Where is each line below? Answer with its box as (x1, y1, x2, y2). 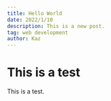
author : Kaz (7, 35, 41, 42)
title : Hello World (7, 10, 63, 17)
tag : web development (7, 29, 69, 36)
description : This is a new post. (7, 23, 106, 29)
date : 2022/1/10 (7, 16, 53, 23)
